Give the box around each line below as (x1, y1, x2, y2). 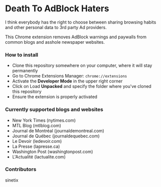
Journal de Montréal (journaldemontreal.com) (12, 128, 104, 134)
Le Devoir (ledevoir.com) (12, 138, 62, 144)
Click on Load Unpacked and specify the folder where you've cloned (12, 83, 152, 89)
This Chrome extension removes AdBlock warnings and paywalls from (5, 34, 147, 40)
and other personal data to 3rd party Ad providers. (5, 24, 107, 30)
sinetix (5, 177, 19, 183)
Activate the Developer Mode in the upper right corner (12, 78, 123, 84)
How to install (5, 51, 38, 58)
